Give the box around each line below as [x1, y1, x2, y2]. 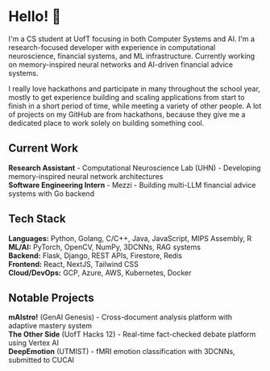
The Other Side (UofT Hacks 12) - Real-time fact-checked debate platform [8, 330, 256, 340]
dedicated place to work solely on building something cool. [8, 118, 205, 127]
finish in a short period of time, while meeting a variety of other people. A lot [8, 101, 262, 110]
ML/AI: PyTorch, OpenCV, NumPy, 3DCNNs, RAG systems [8, 242, 201, 252]
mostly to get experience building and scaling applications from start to [8, 92, 245, 102]
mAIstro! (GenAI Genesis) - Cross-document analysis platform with [8, 312, 233, 322]
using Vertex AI [8, 338, 59, 348]
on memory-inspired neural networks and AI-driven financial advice [8, 60, 234, 69]
